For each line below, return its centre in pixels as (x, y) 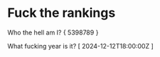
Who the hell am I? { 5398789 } (53, 32)
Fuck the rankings (62, 13)
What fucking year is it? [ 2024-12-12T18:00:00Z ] (81, 46)
